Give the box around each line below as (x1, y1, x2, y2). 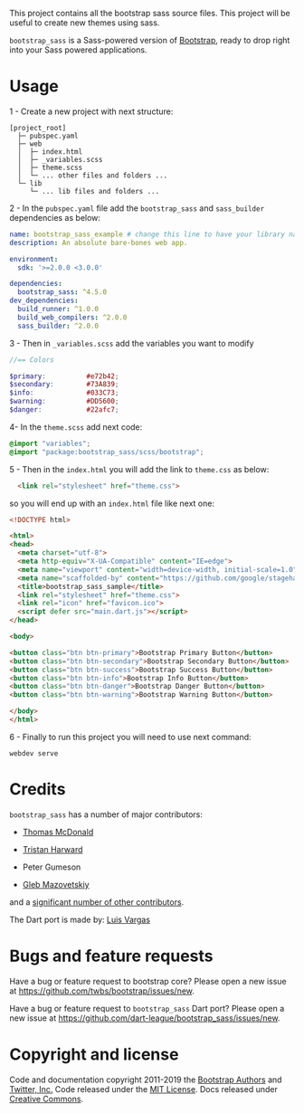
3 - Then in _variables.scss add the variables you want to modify (9, 338, 255, 348)
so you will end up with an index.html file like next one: (9, 498, 215, 509)
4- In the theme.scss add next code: (9, 421, 143, 433)
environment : (9, 254, 59, 263)
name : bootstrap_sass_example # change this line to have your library (9, 230, 285, 239)
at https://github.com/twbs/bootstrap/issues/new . (9, 985, 195, 996)
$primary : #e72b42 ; (9, 371, 119, 381)
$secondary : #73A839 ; (9, 380, 119, 389)
